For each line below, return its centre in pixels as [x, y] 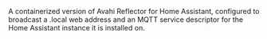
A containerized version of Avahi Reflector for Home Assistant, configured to [134, 11]
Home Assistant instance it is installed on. [77, 28]
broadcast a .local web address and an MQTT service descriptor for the [126, 19]
